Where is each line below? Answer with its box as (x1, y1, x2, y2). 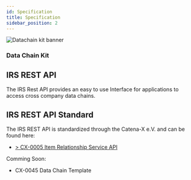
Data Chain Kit (6, 52, 49, 60)
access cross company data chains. (6, 92, 96, 100)
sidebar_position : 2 (6, 20, 58, 26)
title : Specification (6, 14, 61, 20)
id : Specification (6, 8, 52, 15)
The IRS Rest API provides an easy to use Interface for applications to (6, 86, 179, 93)
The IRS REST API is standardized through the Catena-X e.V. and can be (6, 125, 185, 133)
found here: (6, 131, 35, 139)
